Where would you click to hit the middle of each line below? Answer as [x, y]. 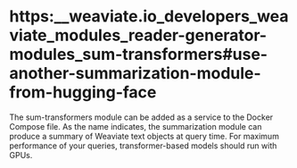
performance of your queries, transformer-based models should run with [143, 146]
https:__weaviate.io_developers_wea [149, 17]
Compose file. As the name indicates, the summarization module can [136, 126]
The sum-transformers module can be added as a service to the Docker [141, 117]
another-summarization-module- [135, 74]
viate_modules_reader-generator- [138, 35]
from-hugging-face [83, 92]
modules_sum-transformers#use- [139, 55]
